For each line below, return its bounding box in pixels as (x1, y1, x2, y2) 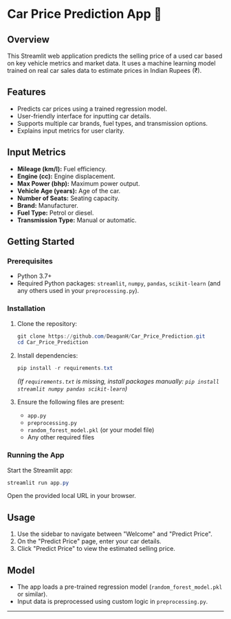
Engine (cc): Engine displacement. (16, 172, 115, 180)
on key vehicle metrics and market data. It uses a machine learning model (7, 59, 216, 67)
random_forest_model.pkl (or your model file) (27, 426, 155, 434)
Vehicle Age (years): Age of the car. (16, 186, 121, 195)
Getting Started (7, 236, 75, 248)
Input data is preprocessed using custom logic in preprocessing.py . (16, 598, 208, 606)
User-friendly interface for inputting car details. (16, 111, 151, 120)
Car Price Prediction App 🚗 (7, 6, 162, 22)
